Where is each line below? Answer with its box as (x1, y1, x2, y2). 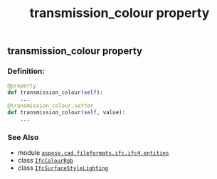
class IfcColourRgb (17, 156, 73, 165)
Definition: (7, 66, 45, 76)
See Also (7, 132, 39, 142)
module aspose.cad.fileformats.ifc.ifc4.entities (17, 148, 169, 157)
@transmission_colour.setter (7, 102, 94, 109)
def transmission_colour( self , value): (7, 109, 126, 116)
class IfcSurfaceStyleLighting (17, 163, 109, 172)
